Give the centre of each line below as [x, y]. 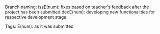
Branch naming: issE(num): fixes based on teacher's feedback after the [77, 7]
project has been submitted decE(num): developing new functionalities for [80, 12]
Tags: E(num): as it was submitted [39, 26]
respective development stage [36, 17]
